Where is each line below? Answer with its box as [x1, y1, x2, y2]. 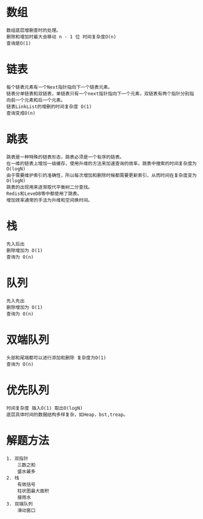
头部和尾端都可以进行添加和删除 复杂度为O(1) [6, 355, 107, 361]
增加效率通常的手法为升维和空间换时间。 [6, 197, 93, 203]
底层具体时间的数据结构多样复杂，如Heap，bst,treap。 [6, 412, 128, 418]
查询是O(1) [6, 40, 32, 46]
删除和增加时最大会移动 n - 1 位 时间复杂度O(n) [6, 34, 117, 40]
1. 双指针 [6, 455, 29, 462]
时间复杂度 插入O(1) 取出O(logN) [6, 405, 84, 411]
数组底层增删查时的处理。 [6, 27, 61, 34]
